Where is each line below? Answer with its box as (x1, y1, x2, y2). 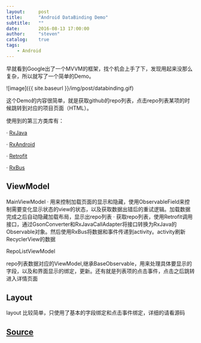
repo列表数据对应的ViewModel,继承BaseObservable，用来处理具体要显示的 (6, 260, 193, 267)
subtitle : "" (6, 20, 44, 26)
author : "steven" (6, 31, 60, 37)
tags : (6, 43, 20, 49)
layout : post (6, 8, 50, 15)
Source (6, 327, 34, 337)
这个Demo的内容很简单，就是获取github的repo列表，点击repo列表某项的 (6, 97, 185, 104)
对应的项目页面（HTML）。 (26, 104, 93, 112)
